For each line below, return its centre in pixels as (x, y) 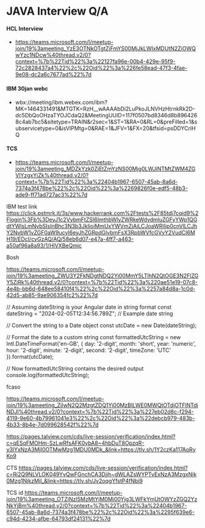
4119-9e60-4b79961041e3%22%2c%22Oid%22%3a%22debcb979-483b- (101, 418)
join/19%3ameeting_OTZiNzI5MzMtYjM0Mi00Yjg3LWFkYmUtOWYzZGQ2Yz (102, 499)
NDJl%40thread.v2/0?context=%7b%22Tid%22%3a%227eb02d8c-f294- (100, 411)
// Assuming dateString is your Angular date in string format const (89, 307)
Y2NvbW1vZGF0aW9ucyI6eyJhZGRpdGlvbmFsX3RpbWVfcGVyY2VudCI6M (101, 232)
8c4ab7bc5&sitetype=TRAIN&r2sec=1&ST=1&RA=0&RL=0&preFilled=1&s (106, 122)
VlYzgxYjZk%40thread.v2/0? (52, 175)
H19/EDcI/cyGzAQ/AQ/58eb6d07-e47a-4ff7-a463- (70, 239)
